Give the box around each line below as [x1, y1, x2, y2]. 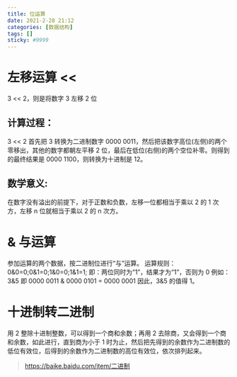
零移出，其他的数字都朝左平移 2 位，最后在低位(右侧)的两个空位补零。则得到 [7, 146, 230, 154]
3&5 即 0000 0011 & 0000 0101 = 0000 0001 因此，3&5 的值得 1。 [7, 276, 199, 285]
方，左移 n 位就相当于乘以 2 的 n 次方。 [7, 206, 122, 215]
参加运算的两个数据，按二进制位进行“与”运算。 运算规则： [7, 259, 176, 267]
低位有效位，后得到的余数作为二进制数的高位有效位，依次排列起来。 [7, 347, 206, 355]
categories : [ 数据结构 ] [7, 23, 73, 30]
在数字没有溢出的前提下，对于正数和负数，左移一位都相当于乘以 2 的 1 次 [7, 198, 219, 206]
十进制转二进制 [7, 304, 95, 320]
